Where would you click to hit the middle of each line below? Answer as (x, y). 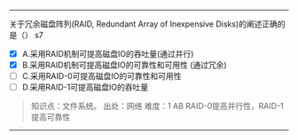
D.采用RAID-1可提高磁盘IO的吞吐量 (85, 87)
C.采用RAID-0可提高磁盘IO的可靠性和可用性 (102, 76)
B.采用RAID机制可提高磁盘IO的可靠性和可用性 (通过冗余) (125, 65)
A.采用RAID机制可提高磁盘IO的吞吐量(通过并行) (108, 54)
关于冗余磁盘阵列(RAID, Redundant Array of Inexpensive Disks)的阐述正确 (143, 24)
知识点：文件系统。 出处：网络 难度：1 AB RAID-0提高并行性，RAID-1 (157, 106)
